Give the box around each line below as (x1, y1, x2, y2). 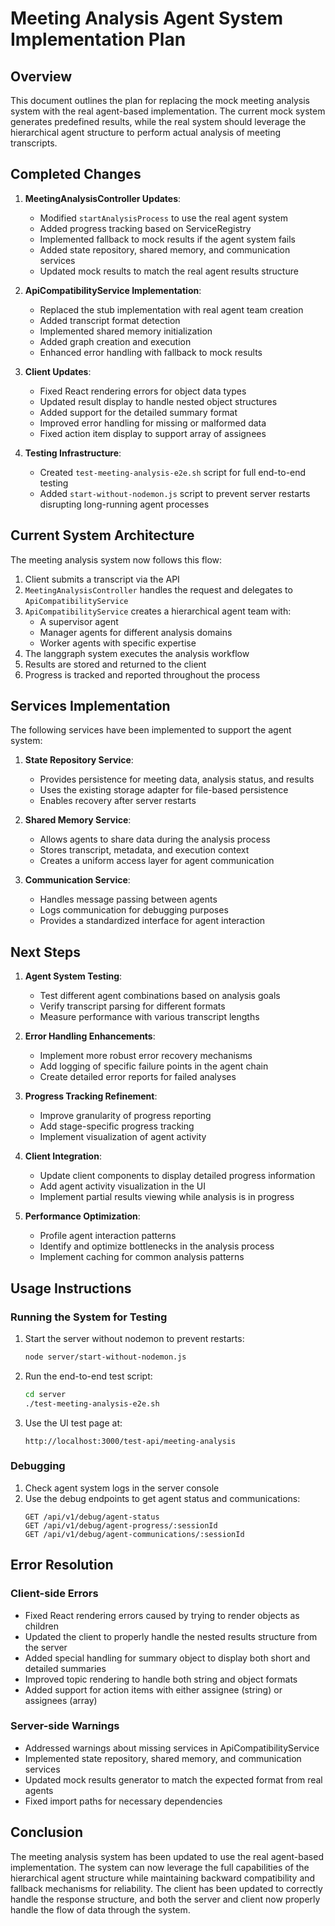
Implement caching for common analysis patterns (39, 1251, 245, 1263)
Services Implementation (10, 698, 171, 715)
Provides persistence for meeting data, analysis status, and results (39, 773, 315, 786)
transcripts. (10, 137, 58, 149)
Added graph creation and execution (39, 335, 192, 347)
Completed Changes (10, 166, 142, 183)
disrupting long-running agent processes (39, 498, 210, 510)
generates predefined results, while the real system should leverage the (10, 116, 307, 127)
